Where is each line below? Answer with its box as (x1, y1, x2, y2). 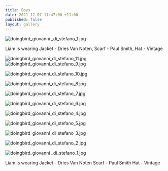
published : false (5, 17, 42, 22)
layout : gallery (5, 21, 40, 27)
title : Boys (5, 7, 30, 13)
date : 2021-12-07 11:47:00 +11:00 (5, 12, 79, 17)
